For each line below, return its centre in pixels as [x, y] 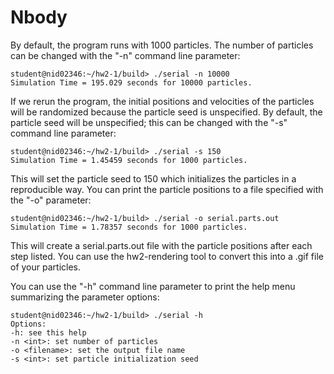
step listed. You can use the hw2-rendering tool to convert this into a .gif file [167, 256]
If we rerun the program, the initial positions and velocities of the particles [162, 101]
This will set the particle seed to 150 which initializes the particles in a [153, 178]
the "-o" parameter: [51, 200]
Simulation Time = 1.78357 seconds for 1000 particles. [129, 227]
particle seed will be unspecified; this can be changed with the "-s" [149, 122]
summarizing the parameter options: [85, 297]
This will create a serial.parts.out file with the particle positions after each [161, 245]
